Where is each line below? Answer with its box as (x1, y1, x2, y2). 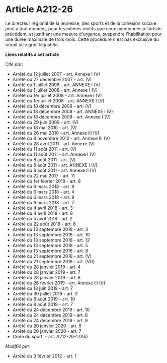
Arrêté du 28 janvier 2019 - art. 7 (12, 269, 80, 275)
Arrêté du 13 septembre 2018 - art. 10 (12, 231, 90, 237)
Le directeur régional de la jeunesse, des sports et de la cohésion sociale (5, 20, 157, 26)
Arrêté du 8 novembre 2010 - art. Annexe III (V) (12, 135, 110, 141)
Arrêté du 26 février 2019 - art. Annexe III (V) (12, 280, 106, 286)
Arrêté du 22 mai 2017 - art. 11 (12, 172, 75, 178)
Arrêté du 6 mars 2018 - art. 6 (12, 183, 74, 190)
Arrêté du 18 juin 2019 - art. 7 (12, 285, 73, 291)
